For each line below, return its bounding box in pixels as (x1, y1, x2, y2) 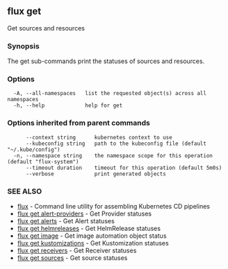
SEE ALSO (7, 186, 42, 196)
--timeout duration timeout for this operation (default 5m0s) (25, 164, 222, 171)
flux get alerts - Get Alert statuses (17, 217, 115, 225)
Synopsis (7, 41, 40, 51)
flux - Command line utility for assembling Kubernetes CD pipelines (17, 202, 211, 210)
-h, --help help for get (13, 102, 123, 110)
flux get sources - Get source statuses (17, 254, 128, 262)
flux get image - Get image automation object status (17, 232, 167, 240)
